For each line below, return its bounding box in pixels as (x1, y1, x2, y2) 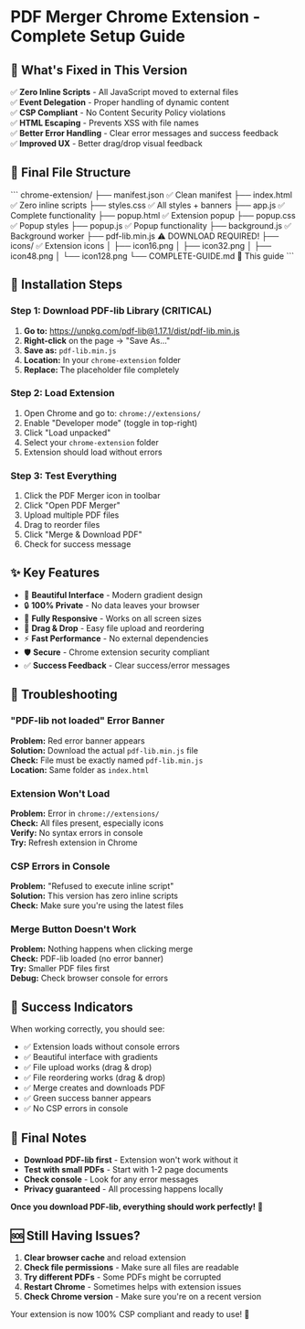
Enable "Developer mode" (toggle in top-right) (23, 417, 198, 428)
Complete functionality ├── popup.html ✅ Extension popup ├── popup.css (10, 209, 296, 220)
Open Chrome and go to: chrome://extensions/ (23, 407, 202, 418)
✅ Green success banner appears (23, 1093, 152, 1104)
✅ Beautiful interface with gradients (23, 1052, 159, 1063)
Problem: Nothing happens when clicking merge (10, 944, 194, 955)
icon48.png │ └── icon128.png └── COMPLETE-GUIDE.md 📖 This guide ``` (10, 250, 295, 262)
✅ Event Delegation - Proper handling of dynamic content (10, 97, 229, 107)
